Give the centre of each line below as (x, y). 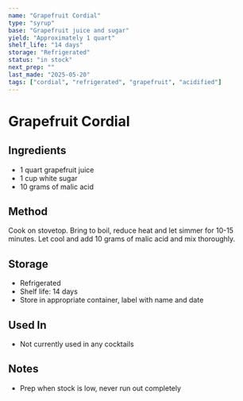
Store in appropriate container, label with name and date (112, 300)
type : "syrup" (32, 23)
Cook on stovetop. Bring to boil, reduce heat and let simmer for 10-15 (121, 230)
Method (28, 211)
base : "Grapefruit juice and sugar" (69, 30)
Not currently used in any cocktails (77, 344)
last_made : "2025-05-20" (49, 75)
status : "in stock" (40, 60)
